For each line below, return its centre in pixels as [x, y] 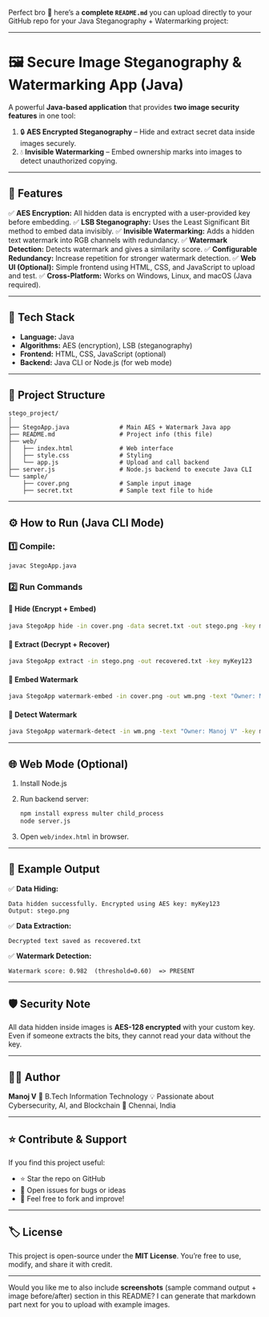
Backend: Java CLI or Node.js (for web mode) [96, 362]
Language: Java [47, 336]
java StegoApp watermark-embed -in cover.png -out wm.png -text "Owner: [132, 697]
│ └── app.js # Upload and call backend [109, 463]
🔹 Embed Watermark [43, 679]
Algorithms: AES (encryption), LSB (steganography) [106, 345]
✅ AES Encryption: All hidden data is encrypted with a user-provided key [129, 213]
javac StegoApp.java [43, 566]
